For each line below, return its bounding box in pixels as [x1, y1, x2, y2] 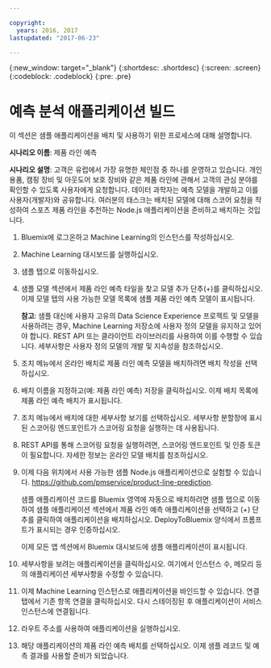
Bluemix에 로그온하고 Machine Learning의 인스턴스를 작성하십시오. [20, 232, 235, 242]
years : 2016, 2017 [16, 26, 79, 35]
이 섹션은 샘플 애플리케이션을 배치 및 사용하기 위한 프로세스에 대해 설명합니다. [9, 131, 252, 140]
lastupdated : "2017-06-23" [9, 34, 100, 42]
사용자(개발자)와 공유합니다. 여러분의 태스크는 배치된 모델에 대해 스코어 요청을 [9, 195, 253, 205]
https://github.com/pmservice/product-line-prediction [31, 478, 211, 487]
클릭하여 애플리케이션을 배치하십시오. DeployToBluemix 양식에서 [35, 515, 241, 524]
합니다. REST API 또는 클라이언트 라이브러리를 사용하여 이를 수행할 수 [29, 332, 248, 341]
